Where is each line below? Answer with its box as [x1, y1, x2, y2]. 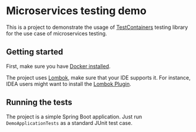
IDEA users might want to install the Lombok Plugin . [6, 80, 131, 87]
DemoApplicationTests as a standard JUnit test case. [6, 119, 132, 126]
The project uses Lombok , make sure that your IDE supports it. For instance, [6, 74, 191, 81]
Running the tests [6, 97, 72, 107]
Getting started [6, 47, 64, 57]
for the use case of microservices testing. [6, 29, 107, 37]
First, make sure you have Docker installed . [6, 62, 111, 70]
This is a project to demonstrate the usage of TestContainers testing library [6, 24, 188, 31]
